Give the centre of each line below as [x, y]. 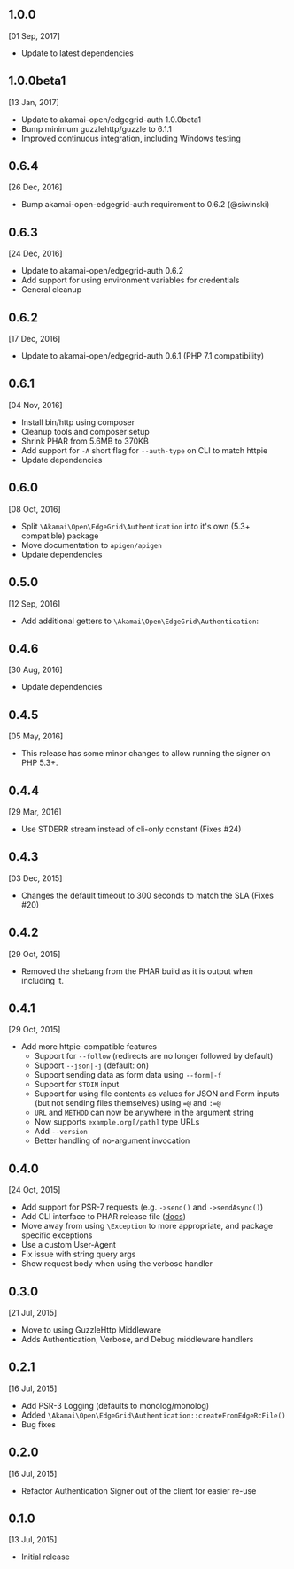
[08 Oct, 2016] [35, 509]
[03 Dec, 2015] [35, 878]
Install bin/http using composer [77, 422]
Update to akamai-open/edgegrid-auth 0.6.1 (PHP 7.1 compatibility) [143, 356]
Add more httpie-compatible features [89, 1047]
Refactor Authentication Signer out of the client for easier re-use [139, 1490]
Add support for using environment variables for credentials [130, 280]
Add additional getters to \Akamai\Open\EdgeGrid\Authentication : [139, 621]
